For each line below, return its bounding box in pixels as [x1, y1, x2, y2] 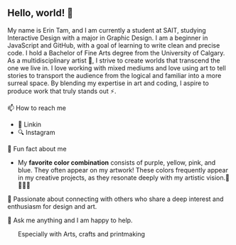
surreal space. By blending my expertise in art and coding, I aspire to [7, 79, 210, 87]
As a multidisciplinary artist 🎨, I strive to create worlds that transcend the [7, 56, 220, 65]
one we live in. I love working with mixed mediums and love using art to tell [7, 63, 226, 72]
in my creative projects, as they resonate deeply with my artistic [17, 173, 205, 182]
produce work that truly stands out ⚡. [7, 87, 117, 95]
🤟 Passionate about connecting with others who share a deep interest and [7, 195, 224, 203]
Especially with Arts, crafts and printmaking [17, 229, 146, 238]
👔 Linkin [17, 120, 41, 129]
